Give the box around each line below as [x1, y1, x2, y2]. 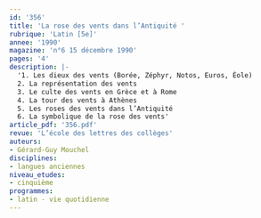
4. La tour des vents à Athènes [17, 95, 138, 105]
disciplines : [9, 153, 58, 163]
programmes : [9, 187, 53, 196]
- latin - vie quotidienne [9, 195, 110, 205]
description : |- [9, 63, 69, 72]
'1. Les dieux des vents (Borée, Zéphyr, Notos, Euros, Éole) [17, 71, 253, 80]
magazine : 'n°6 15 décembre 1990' [9, 46, 138, 55]
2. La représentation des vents [17, 79, 138, 88]
